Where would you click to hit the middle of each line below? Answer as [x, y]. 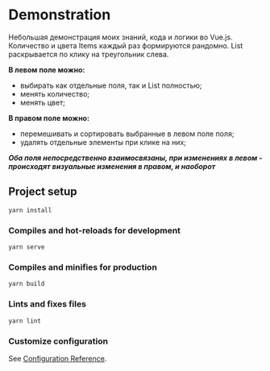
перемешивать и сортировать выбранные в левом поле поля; [127, 134]
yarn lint [25, 321]
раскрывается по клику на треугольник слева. [89, 54]
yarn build [27, 284]
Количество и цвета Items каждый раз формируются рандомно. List [126, 45]
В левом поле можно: [47, 69]
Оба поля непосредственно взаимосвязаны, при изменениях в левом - [135, 158]
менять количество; [55, 93]
